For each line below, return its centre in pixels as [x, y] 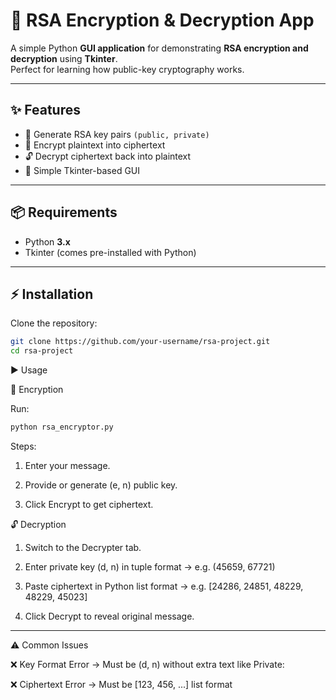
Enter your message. [67, 465]
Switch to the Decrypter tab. [83, 547]
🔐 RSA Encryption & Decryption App [162, 20]
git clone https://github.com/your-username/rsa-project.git [140, 342]
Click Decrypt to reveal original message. [109, 616]
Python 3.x [47, 241]
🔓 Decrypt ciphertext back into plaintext [108, 156]
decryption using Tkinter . [64, 58]
